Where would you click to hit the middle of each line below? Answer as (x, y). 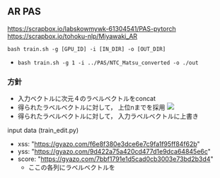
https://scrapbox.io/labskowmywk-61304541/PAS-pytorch (92, 28)
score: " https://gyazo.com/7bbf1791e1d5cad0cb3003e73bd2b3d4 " (115, 159)
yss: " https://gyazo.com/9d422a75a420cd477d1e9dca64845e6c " (114, 152)
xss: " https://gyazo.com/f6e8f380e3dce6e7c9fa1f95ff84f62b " (109, 144)
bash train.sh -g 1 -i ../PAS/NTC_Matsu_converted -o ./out (108, 63)
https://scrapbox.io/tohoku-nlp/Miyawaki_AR (73, 36)
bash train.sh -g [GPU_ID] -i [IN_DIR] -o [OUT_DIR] (87, 49)
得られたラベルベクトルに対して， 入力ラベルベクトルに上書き (108, 117)
